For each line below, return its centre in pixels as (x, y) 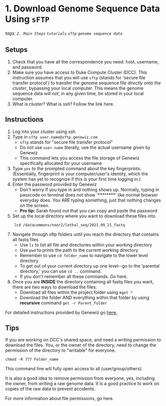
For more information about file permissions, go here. (59, 399)
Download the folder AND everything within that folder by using (84, 297)
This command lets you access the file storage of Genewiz (80, 158)
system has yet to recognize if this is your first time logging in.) (77, 179)
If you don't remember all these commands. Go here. (74, 276)
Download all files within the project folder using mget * (76, 292)
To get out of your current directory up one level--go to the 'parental (90, 266)
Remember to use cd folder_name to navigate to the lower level (84, 255)
